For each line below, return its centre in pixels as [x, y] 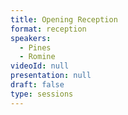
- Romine [37, 57]
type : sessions [42, 94]
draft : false [37, 85]
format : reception [48, 29]
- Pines [35, 47]
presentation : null [51, 76]
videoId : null [40, 66]
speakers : [31, 38]
